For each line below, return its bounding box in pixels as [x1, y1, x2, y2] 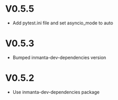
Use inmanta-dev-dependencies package [12, 89, 100, 95]
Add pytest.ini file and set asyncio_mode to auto [12, 20, 113, 26]
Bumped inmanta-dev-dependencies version [12, 54, 106, 60]
